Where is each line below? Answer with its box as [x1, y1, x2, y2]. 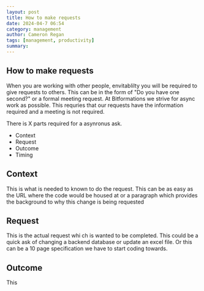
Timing [15, 151, 33, 158]
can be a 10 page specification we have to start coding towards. [6, 245, 168, 252]
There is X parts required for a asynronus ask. [6, 120, 123, 127]
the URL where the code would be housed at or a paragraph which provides [6, 191, 198, 199]
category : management [6, 26, 62, 32]
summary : [6, 43, 29, 50]
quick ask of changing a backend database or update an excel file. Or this [6, 238, 192, 246]
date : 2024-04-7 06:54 [6, 20, 64, 26]
